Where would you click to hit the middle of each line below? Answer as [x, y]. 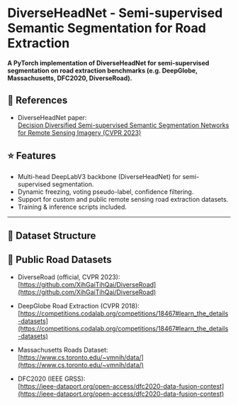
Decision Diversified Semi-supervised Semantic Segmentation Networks [123, 125]
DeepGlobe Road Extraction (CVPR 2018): [78, 306]
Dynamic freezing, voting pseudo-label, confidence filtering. [106, 191]
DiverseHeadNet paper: [52, 117]
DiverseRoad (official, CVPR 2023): [69, 277]
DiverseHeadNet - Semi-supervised [115, 13]
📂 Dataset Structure [52, 236]
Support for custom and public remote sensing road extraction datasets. [123, 199]
